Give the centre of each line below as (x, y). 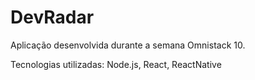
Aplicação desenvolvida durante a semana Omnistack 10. (128, 45)
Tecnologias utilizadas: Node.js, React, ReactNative (116, 64)
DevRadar (52, 17)
